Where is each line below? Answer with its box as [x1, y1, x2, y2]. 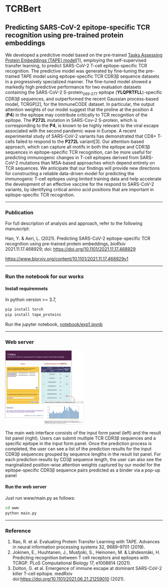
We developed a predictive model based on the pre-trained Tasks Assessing [5, 52, 162, 58]
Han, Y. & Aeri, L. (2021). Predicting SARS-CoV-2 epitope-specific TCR [5, 235, 150, 241]
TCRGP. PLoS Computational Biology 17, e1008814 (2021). [12, 560, 131, 566]
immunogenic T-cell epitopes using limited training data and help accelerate [5, 176, 161, 182]
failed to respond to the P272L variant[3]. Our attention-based [15, 138, 144, 144]
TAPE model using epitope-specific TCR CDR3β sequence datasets [20, 73, 159, 79]
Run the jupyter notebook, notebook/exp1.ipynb [5, 321, 103, 327]
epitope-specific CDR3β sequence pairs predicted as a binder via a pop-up [5, 467, 160, 473]
